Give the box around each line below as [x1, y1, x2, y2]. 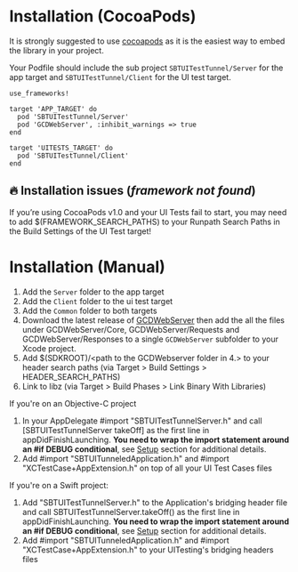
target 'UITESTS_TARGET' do [9, 143, 114, 152]
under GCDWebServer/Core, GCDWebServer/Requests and [21, 324, 240, 334]
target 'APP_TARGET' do [9, 104, 98, 113]
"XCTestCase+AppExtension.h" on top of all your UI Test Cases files [21, 463, 273, 473]
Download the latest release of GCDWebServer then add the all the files [21, 314, 285, 326]
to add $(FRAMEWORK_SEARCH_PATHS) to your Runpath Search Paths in [9, 216, 280, 227]
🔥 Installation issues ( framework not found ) [9, 183, 256, 198]
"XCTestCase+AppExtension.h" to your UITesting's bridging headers [21, 544, 274, 555]
